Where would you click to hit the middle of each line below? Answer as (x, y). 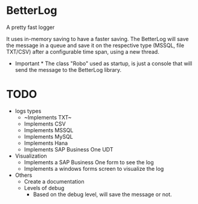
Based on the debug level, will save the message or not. (102, 194)
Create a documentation (54, 181)
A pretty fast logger (30, 27)
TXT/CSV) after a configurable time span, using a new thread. (83, 51)
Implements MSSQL (49, 130)
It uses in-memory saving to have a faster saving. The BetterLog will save (97, 39)
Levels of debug (44, 188)
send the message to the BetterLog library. (68, 69)
